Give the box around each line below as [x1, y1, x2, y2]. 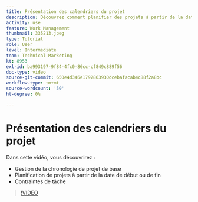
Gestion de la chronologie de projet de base [14, 165, 122, 172]
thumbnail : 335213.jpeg [6, 31, 65, 37]
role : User [6, 42, 33, 48]
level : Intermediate [6, 47, 57, 53]
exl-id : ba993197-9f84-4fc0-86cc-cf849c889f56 [6, 63, 123, 70]
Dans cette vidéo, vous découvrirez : [6, 154, 95, 161]
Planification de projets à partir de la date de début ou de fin [14, 171, 161, 178]
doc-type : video [6, 69, 46, 75]
